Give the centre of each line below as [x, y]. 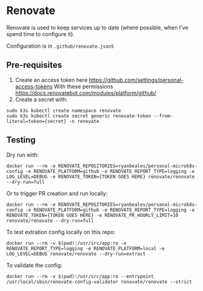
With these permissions [84, 86]
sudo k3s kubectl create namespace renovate [64, 111]
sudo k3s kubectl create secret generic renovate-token [79, 116]
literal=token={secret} [37, 121]
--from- [163, 116]
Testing [21, 140]
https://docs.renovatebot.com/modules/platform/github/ [86, 93]
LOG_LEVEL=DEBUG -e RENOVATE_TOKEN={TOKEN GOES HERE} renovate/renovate [101, 177]
